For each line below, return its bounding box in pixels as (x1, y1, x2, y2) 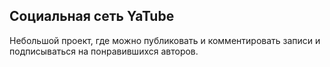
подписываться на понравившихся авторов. (9, 45, 199, 57)
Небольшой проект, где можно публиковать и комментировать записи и (9, 34, 321, 46)
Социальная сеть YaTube (9, 8, 175, 25)
